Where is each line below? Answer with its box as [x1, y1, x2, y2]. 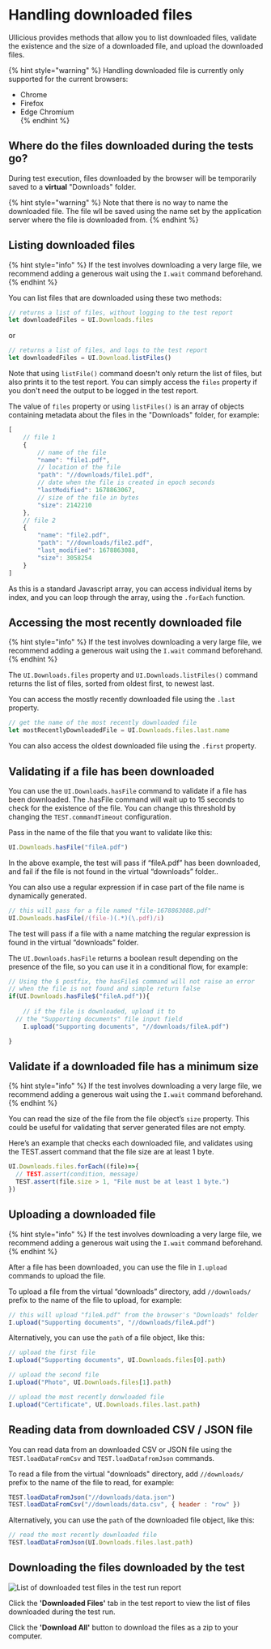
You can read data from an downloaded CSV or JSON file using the [8, 1445, 232, 1454]
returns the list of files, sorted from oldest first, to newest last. [8, 679, 214, 688]
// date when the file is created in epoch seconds [37, 478, 216, 487]
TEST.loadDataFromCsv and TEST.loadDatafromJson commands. [8, 1453, 215, 1463]
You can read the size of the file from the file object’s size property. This [8, 1114, 250, 1124]
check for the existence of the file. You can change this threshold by [8, 803, 236, 812]
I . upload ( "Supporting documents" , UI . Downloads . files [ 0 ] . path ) [8, 1356, 227, 1364]
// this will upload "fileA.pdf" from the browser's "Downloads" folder [8, 1311, 259, 1319]
